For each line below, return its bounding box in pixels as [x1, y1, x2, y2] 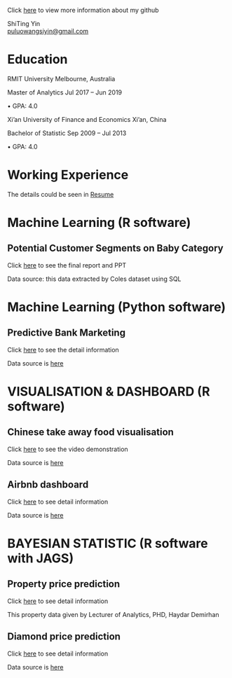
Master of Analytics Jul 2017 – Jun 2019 [7, 88, 123, 97]
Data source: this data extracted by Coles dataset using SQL [7, 275, 182, 283]
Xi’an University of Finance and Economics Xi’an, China [7, 115, 167, 123]
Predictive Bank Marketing [7, 327, 126, 339]
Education [7, 52, 68, 67]
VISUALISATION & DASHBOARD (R [7, 384, 210, 400]
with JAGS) [7, 550, 74, 566]
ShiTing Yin [7, 20, 41, 27]
